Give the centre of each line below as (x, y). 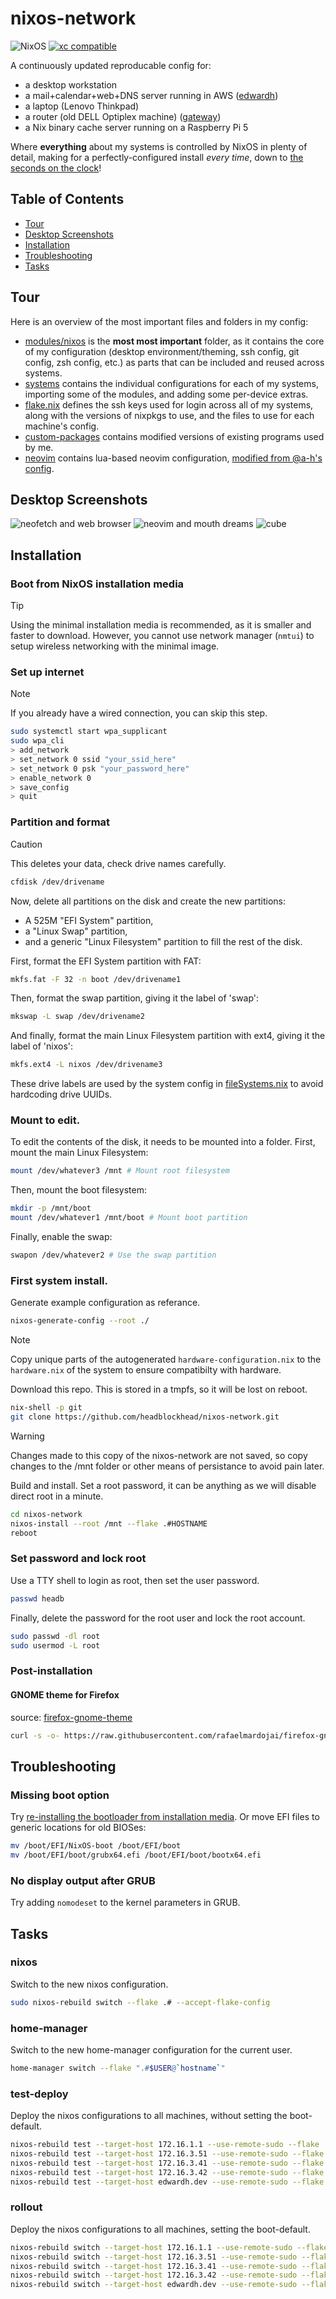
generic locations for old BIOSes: (78, 1828)
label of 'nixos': (42, 1046)
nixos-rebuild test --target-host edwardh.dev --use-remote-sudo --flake (167, 2182)
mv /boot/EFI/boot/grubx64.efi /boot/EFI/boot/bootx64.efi (136, 1855)
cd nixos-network (46, 1514)
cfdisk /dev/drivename (57, 882)
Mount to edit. (45, 1120)
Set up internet (47, 672)
